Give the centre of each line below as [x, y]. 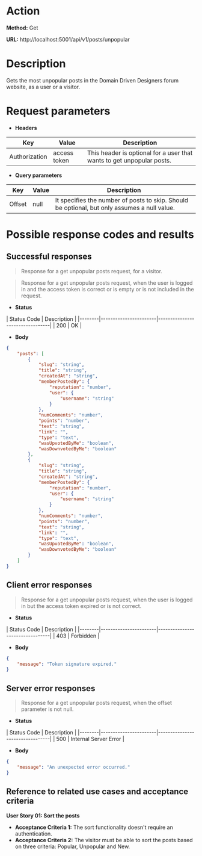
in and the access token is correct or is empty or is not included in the [107, 289]
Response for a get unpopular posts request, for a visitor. [91, 271]
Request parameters [58, 111]
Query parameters [38, 175]
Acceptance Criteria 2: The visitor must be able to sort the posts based [104, 840]
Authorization [28, 157]
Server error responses [51, 688]
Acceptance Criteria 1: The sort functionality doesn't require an [94, 827]
